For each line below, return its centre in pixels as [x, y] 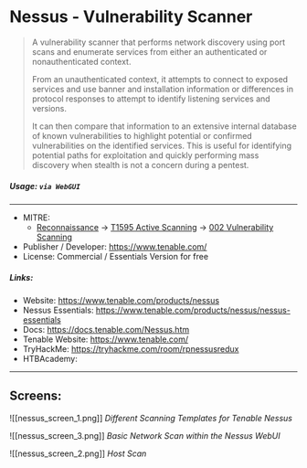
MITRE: [36, 218]
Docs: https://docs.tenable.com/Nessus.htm [106, 329]
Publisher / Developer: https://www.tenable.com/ [115, 246]
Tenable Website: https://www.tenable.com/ [106, 339]
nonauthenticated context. [81, 61]
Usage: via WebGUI [45, 186]
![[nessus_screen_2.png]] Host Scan [78, 453]
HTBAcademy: [50, 358]
